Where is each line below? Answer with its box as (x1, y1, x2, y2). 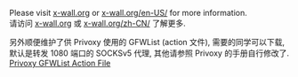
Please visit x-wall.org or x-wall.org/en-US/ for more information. (9, 8, 247, 18)
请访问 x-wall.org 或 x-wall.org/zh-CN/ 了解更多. (9, 18, 186, 28)
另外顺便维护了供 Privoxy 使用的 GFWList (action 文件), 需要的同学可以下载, (9, 37, 286, 47)
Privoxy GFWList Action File (9, 58, 111, 68)
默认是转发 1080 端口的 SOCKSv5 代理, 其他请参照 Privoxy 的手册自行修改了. (9, 48, 289, 58)
